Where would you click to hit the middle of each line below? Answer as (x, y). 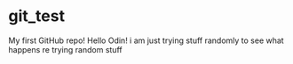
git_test (37, 16)
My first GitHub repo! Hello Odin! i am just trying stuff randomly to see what (146, 40)
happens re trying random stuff (65, 49)
